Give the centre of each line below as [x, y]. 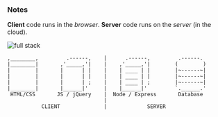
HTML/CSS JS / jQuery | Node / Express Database [107, 95]
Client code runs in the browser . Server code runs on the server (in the [109, 25]
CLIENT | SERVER [104, 107]
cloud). [17, 32]
